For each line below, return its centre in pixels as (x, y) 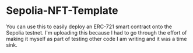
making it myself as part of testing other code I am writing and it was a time (96, 39)
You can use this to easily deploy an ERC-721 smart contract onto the (89, 26)
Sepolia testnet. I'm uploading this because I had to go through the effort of (96, 32)
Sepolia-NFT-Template (62, 11)
